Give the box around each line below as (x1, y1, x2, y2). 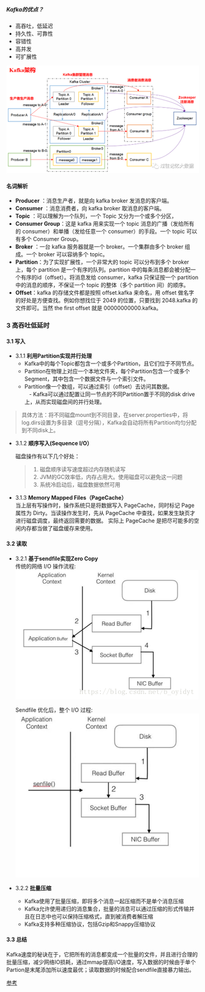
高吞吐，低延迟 (15, 22, 53, 29)
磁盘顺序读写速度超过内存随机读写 (39, 466, 126, 473)
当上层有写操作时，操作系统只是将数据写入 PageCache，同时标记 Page (15, 502, 195, 509)
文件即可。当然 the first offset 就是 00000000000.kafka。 (15, 304, 162, 312)
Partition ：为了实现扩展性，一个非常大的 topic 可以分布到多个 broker (15, 258, 190, 266)
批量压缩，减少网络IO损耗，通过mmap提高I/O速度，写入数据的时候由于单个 (6, 958, 196, 966)
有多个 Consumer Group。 (15, 235, 82, 243)
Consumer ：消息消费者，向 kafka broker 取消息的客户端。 (15, 205, 165, 212)
